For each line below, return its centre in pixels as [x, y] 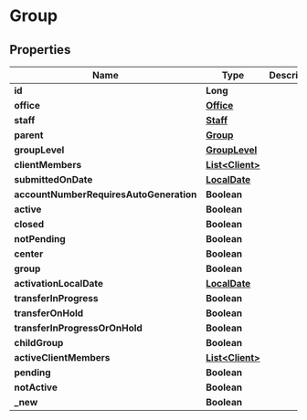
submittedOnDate [53, 179]
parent [29, 135]
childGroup [39, 343]
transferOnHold [49, 313]
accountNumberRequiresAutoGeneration [106, 194]
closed [29, 224]
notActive [36, 387]
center [29, 254]
